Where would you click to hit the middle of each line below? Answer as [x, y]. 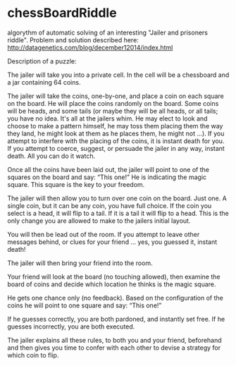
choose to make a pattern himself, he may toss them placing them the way [115, 126]
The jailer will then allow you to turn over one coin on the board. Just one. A [117, 198]
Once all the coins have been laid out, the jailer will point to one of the [108, 169]
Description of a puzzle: [42, 61]
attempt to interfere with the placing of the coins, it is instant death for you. [116, 141]
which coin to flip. [33, 355]
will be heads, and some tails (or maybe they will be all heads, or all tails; [113, 111]
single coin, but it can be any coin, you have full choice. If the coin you [110, 205]
